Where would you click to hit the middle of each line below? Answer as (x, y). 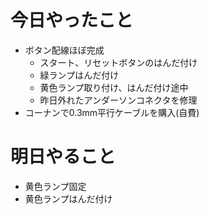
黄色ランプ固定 (55, 186)
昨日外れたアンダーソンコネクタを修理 (118, 100)
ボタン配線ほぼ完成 (64, 50)
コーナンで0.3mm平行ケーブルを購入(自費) (112, 112)
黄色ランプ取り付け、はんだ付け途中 (114, 87)
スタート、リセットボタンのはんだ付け (118, 62)
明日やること (63, 157)
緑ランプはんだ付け (79, 75)
